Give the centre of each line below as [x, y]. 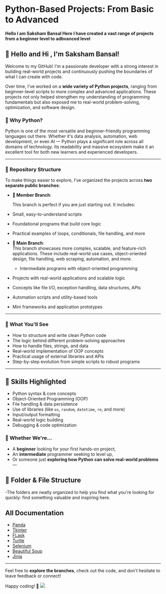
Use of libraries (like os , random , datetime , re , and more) [68, 409]
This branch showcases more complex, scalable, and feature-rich [79, 248]
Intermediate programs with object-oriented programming [78, 269]
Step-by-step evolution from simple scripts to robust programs [76, 361]
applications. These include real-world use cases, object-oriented [79, 254]
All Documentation [35, 513]
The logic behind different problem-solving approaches [69, 340]
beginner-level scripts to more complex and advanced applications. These [81, 91]
